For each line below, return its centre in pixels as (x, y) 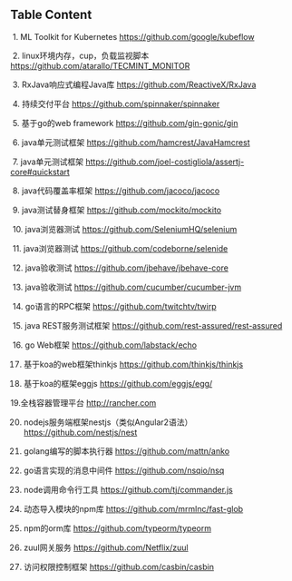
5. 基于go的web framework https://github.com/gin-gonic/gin (125, 123)
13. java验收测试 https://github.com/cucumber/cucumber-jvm (127, 287)
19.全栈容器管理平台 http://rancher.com (83, 402)
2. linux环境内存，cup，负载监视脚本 (81, 55)
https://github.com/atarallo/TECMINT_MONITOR (100, 65)
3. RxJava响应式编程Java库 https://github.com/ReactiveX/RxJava (134, 84)
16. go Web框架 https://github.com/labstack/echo (105, 345)
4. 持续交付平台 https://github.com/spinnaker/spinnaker (116, 103)
